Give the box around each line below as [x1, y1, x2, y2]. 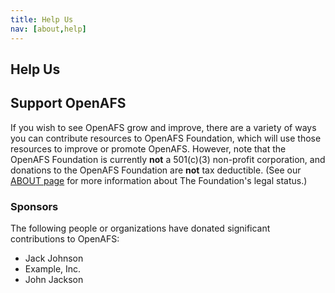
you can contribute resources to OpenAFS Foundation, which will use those [10, 132, 322, 144]
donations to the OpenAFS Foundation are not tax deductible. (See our [10, 164, 302, 176]
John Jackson [24, 274, 84, 285]
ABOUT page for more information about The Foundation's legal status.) [10, 174, 308, 186]
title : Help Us [10, 14, 74, 25]
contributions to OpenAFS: [10, 233, 120, 245]
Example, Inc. [24, 263, 82, 275]
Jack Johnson [24, 252, 84, 264]
